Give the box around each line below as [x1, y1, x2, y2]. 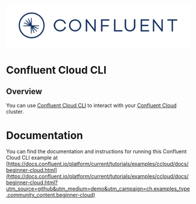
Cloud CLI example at [6, 154, 58, 161]
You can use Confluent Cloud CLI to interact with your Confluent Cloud [6, 102, 177, 109]
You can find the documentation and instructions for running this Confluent [6, 148, 187, 155]
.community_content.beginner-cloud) [6, 192, 95, 199]
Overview [6, 87, 43, 96]
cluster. [6, 108, 25, 115]
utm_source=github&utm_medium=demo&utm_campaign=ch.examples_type [6, 185, 190, 192]
